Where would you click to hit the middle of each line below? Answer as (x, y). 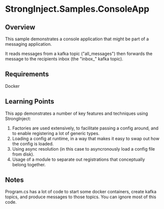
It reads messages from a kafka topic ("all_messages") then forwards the (79, 53)
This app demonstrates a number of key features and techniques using (77, 113)
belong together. (29, 164)
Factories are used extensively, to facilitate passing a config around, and (85, 128)
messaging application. (29, 44)
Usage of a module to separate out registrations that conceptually (79, 159)
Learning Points (30, 102)
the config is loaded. (33, 144)
